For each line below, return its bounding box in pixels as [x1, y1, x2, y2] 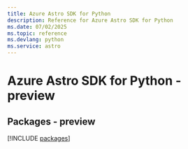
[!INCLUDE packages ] [7, 134, 71, 142]
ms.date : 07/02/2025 [7, 23, 68, 30]
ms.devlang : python [7, 36, 64, 43]
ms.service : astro [7, 43, 61, 50]
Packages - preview [7, 115, 96, 127]
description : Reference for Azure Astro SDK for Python [7, 17, 173, 24]
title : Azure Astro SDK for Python [7, 10, 111, 17]
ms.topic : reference [7, 29, 68, 37]
